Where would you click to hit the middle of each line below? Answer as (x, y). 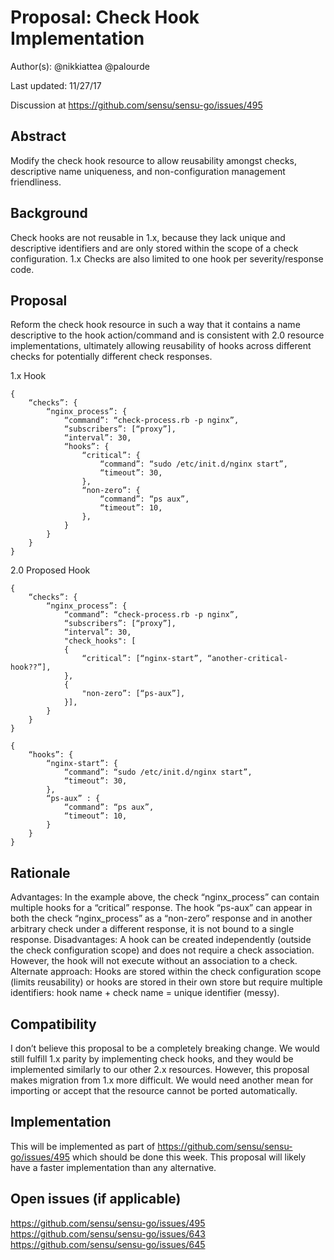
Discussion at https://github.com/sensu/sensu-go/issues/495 (136, 105)
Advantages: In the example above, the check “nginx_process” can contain (165, 897)
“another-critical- (247, 659)
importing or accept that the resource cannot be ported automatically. (154, 1090)
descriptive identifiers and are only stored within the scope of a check (154, 248)
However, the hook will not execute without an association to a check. (154, 961)
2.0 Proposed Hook (50, 570)
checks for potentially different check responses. (111, 357)
